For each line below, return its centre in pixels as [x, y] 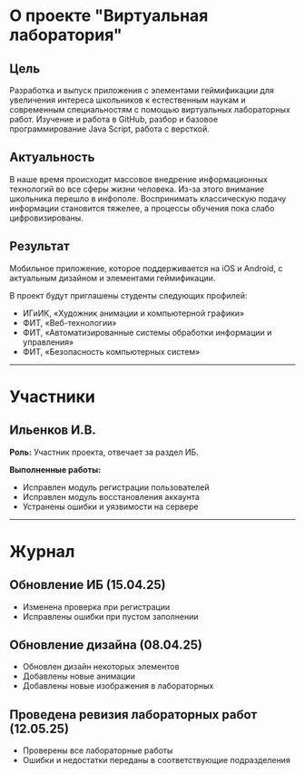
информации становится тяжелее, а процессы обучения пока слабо [142, 208]
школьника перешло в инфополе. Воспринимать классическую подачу [148, 198]
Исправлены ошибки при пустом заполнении [110, 616]
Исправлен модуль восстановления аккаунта [111, 496]
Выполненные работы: [55, 469]
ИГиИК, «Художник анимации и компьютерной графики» [133, 313]
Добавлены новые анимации [79, 676]
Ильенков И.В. [53, 431]
